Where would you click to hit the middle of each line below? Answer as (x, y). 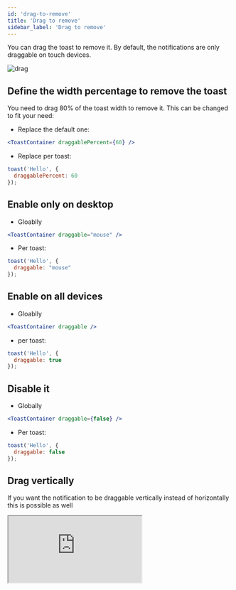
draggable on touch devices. (49, 55)
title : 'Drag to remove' (44, 21)
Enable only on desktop (60, 204)
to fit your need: (31, 116)
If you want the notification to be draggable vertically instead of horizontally (118, 498)
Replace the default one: (54, 129)
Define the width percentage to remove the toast (117, 91)
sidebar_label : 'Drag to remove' (57, 27)
